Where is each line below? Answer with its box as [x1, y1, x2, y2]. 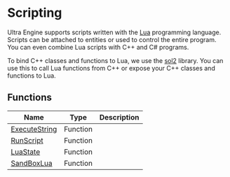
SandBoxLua [11, 158, 53, 168]
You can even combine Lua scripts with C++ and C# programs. [7, 43, 189, 51]
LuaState [11, 147, 41, 157]
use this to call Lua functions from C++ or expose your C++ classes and [7, 64, 215, 72]
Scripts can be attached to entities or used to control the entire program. [7, 35, 217, 43]
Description [99, 112, 140, 122]
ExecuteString [11, 124, 57, 134]
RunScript [11, 135, 43, 145]
